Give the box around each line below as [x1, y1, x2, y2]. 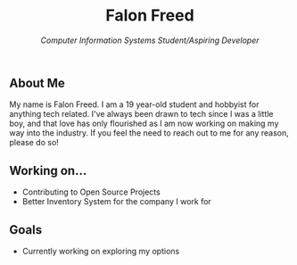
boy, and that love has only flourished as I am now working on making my [9, 118, 279, 129]
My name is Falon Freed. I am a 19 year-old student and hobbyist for [9, 99, 260, 110]
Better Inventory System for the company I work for [21, 196, 211, 207]
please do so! [9, 137, 60, 148]
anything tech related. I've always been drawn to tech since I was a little [9, 109, 274, 120]
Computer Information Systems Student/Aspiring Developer [40, 35, 260, 46]
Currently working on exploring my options [21, 245, 180, 256]
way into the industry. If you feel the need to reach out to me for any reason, [9, 128, 289, 138]
